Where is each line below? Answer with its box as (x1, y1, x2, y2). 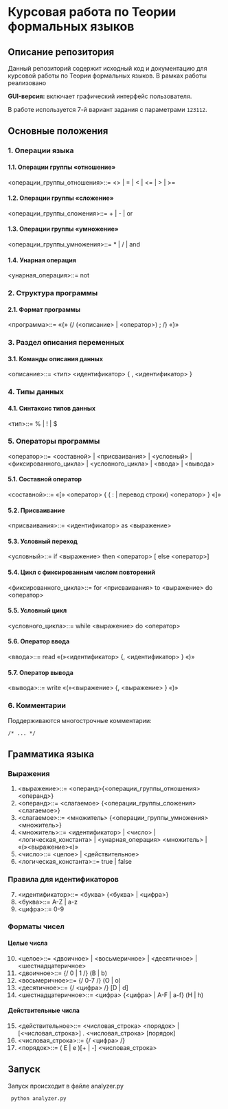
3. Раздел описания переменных (8, 338, 124, 347)
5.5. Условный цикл (8, 606, 67, 615)
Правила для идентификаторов (8, 875, 119, 884)
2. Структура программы (8, 288, 98, 298)
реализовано (8, 79, 47, 87)
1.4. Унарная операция (8, 255, 76, 264)
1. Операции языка (8, 146, 74, 155)
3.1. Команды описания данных (8, 354, 104, 363)
